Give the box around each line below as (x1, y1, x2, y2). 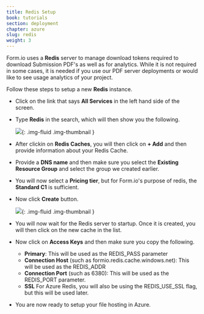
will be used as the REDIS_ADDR (24, 263, 106, 270)
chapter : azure (6, 26, 45, 32)
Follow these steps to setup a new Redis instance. (6, 86, 133, 92)
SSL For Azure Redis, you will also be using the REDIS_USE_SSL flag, (24, 283, 197, 290)
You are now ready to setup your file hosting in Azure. (15, 301, 151, 308)
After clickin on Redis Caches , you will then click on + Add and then (15, 140, 187, 148)
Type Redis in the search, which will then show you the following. (15, 116, 180, 123)
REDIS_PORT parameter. (24, 276, 86, 283)
